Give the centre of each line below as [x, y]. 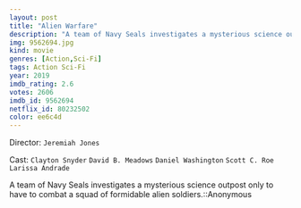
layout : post [34, 17]
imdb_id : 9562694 [42, 100]
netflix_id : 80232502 [50, 109]
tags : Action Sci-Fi [48, 68]
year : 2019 [30, 76]
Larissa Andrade [39, 169]
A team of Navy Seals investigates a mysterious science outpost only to [142, 185]
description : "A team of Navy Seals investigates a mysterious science [146, 34]
